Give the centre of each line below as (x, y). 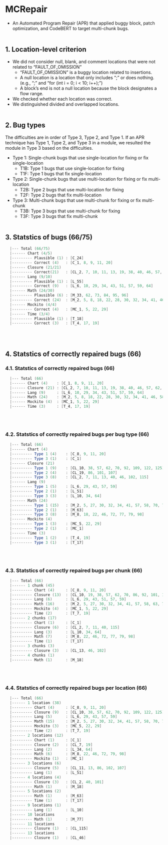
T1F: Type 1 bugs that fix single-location (61, 173)
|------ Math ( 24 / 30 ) (32, 291)
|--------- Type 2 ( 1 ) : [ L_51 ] (47, 491)
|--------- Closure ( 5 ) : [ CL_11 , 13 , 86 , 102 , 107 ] (68, 768)
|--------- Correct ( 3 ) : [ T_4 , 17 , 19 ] (54, 323)
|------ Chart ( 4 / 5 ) (31, 253)
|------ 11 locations (32, 824)
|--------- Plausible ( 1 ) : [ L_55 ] (47, 281)
